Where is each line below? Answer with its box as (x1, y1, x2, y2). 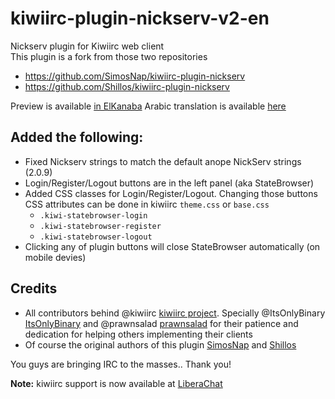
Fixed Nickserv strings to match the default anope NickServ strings (24, 155, 302, 167)
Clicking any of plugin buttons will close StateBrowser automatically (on (24, 240, 321, 252)
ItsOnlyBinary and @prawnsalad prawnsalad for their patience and (24, 317, 299, 329)
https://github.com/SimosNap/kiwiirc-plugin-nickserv (24, 70, 246, 82)
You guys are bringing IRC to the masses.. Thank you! (10, 358, 232, 370)
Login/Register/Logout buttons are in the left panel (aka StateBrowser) (24, 177, 315, 189)
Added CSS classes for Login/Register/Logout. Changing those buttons (24, 187, 318, 199)
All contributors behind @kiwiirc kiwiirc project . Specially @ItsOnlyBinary (24, 307, 326, 319)
